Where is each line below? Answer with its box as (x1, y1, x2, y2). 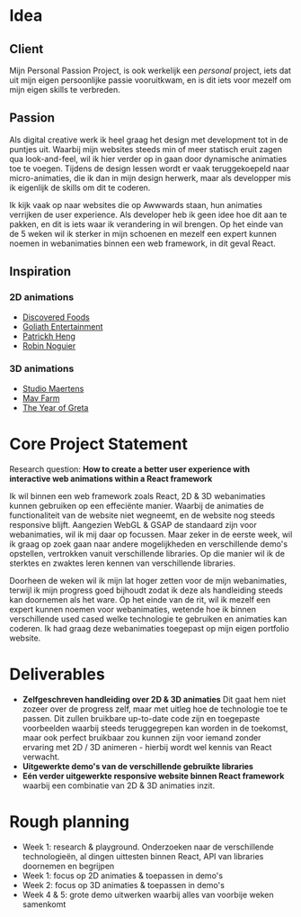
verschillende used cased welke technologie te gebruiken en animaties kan (9, 613, 288, 624)
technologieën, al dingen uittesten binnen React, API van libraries (22, 850, 264, 861)
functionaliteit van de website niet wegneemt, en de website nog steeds (9, 510, 276, 521)
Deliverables (9, 664, 105, 685)
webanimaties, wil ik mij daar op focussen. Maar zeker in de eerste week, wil (9, 529, 293, 540)
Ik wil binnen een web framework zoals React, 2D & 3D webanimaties (9, 490, 266, 501)
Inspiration (9, 264, 72, 279)
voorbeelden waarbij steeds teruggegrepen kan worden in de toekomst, (22, 722, 288, 733)
